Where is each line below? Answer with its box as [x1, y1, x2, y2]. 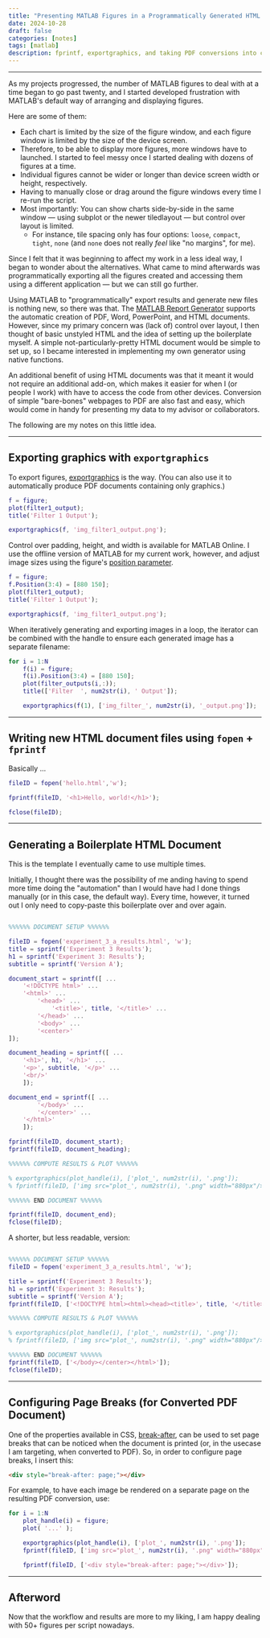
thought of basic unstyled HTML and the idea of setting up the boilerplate [8, 329, 252, 339]
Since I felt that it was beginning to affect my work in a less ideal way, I [8, 254, 243, 263]
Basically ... [8, 763, 47, 773]
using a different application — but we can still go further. [8, 279, 198, 289]
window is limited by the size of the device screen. [19, 136, 188, 145]
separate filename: [8, 641, 71, 652]
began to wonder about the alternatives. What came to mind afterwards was [8, 262, 260, 272]
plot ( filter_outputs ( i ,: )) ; [22, 680, 117, 688]
